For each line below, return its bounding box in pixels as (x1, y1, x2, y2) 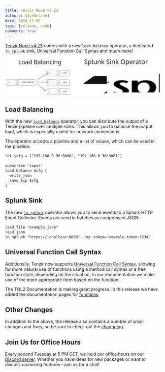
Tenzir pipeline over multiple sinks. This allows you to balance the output (5, 123, 153, 129)
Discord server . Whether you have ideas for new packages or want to (5, 356, 146, 362)
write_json (9, 173, 32, 178)
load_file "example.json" (5, 225, 58, 229)
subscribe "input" (5, 163, 43, 168)
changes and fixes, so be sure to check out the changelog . (5, 324, 125, 330)
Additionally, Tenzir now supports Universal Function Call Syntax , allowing (5, 261, 155, 267)
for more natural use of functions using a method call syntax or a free (5, 266, 146, 272)
